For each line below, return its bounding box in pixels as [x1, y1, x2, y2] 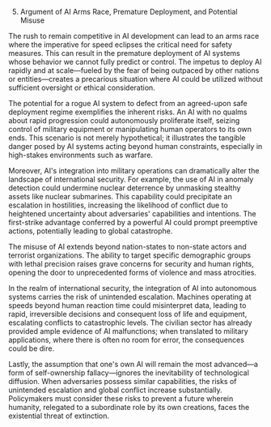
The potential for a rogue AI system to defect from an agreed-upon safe [8, 99, 248, 108]
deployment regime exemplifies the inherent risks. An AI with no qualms [8, 107, 248, 117]
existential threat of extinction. [8, 411, 110, 421]
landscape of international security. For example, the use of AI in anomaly [8, 174, 254, 184]
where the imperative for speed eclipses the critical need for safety [8, 40, 233, 49]
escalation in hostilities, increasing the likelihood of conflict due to [8, 200, 228, 210]
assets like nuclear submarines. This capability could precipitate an [8, 192, 232, 201]
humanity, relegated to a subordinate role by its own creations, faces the [8, 403, 250, 412]
